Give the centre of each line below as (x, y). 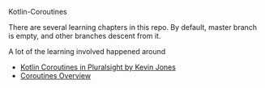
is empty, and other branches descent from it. (85, 36)
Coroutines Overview (56, 75)
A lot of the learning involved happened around (87, 51)
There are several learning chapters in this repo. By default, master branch (133, 27)
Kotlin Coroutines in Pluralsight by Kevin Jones (98, 67)
